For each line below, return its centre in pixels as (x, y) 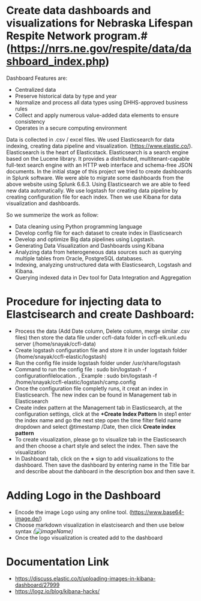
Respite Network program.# (77, 36)
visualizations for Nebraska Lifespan (100, 23)
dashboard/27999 (37, 585)
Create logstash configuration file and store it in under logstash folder (101, 350)
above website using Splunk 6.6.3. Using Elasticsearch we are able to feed (98, 184)
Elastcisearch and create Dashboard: (100, 315)
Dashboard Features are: (37, 78)
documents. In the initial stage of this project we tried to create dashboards (99, 171)
